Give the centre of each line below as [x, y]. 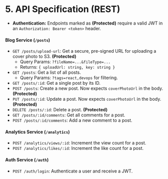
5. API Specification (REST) [63, 9]
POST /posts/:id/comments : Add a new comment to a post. [72, 120]
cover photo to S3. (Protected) [44, 57]
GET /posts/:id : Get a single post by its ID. [56, 83]
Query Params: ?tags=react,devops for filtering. [69, 78]
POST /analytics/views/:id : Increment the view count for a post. [79, 143]
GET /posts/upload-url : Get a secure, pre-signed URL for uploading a [84, 51]
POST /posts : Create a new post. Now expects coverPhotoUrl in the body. [88, 88]
